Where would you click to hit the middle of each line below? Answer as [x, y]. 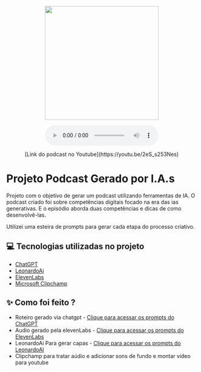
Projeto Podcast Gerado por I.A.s [91, 179]
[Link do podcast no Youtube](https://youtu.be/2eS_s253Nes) [102, 154]
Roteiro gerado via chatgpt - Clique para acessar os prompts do [94, 317]
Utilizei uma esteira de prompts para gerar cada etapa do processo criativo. [100, 226]
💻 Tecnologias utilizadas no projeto [75, 247]
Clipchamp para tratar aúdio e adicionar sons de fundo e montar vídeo [103, 356]
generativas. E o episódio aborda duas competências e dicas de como [94, 208]
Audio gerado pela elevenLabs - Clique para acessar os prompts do [100, 330]
